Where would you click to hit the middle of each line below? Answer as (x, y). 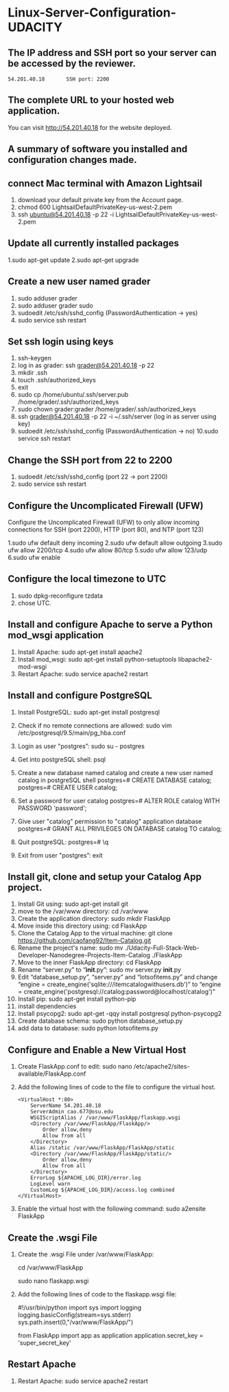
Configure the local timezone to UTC (87, 579)
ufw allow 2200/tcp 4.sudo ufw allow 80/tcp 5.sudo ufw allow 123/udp (108, 550)
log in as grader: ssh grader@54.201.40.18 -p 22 (86, 365)
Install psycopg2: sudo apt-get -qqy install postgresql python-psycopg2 (120, 1014)
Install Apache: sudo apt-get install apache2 (80, 652)
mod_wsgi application (56, 635)
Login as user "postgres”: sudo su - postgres (81, 746)
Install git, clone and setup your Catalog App (105, 877)
